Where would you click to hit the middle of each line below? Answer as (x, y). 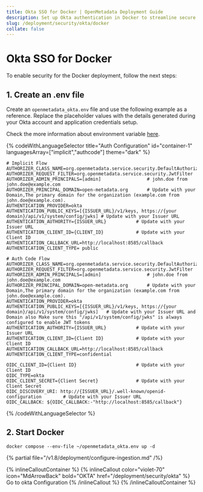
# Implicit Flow (27, 163)
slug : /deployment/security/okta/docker (58, 23)
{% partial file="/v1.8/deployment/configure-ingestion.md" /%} (85, 457)
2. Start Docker (35, 432)
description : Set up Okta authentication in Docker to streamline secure (101, 18)
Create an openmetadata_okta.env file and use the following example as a (97, 109)
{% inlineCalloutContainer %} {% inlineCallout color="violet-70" (85, 469)
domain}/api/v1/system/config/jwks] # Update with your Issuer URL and (101, 312)
